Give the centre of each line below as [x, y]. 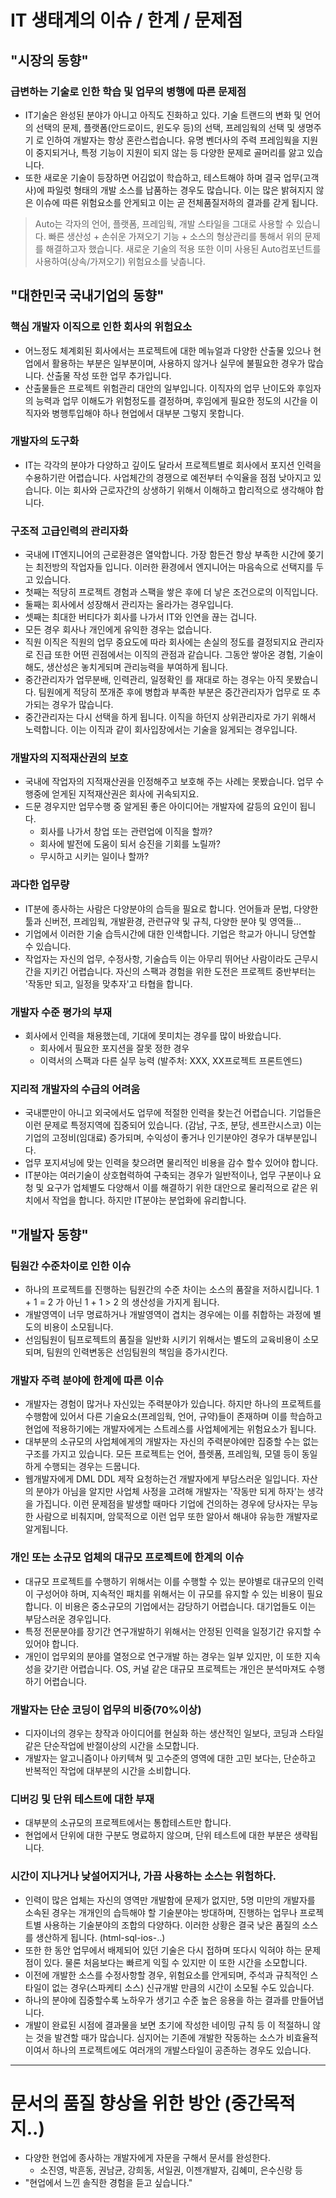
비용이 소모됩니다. [78, 1327]
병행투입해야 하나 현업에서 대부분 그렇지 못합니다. [148, 413]
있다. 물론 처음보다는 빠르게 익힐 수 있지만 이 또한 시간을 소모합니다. [175, 1962]
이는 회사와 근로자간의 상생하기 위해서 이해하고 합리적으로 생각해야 [184, 490]
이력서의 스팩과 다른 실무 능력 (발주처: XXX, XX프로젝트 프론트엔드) [171, 1061]
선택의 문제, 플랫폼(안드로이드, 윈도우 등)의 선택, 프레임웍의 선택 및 [165, 127]
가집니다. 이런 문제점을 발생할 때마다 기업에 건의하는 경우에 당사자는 [167, 1504]
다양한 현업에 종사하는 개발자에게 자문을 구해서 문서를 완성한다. [148, 2158]
